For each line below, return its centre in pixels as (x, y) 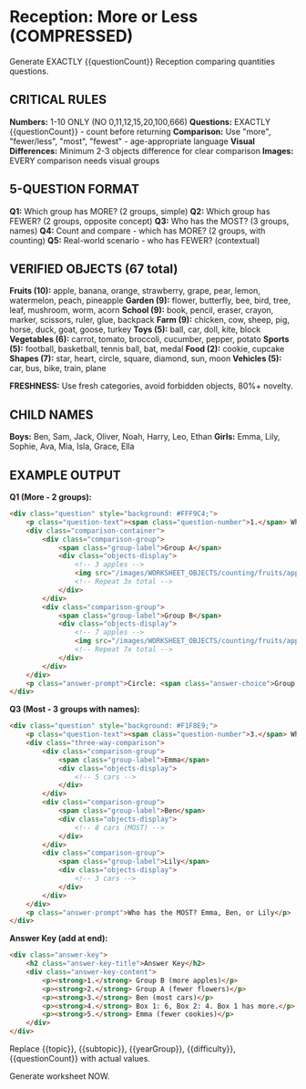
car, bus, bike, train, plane (58, 368)
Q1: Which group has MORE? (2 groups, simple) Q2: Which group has (140, 211)
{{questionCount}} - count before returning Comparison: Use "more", (140, 131)
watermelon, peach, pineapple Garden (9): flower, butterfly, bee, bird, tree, (150, 301)
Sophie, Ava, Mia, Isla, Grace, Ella (72, 446)
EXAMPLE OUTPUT (65, 475)
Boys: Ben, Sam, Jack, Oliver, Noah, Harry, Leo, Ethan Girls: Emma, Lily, (145, 437)
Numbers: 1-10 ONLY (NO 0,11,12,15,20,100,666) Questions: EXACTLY (140, 121)
